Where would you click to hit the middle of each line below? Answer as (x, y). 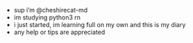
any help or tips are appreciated (59, 32)
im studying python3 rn (47, 17)
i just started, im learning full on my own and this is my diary (100, 25)
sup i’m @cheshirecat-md (51, 10)
